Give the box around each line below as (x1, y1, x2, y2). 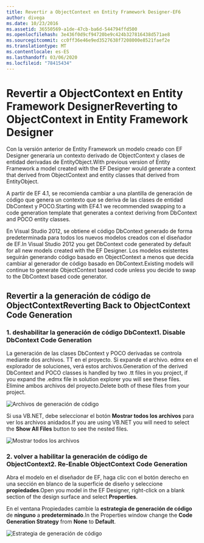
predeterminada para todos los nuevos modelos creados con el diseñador (6, 234, 192, 241)
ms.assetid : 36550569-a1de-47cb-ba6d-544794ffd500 (6, 26, 138, 32)
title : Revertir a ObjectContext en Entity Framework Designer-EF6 (6, 9, 181, 15)
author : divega (6, 15, 45, 21)
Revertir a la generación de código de (6, 291, 151, 301)
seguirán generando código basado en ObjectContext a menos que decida (6, 253, 194, 261)
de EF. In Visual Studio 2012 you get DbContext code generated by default (6, 241, 191, 248)
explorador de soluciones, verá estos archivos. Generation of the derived (6, 363, 188, 370)
